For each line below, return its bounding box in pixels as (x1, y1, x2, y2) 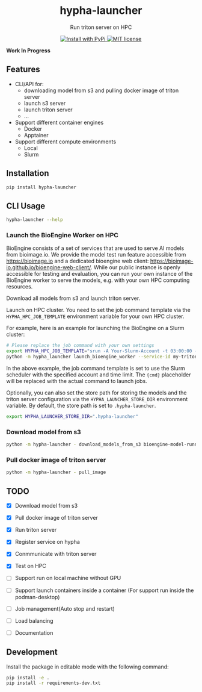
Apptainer (23, 131, 49, 139)
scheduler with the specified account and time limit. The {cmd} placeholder (6, 371, 191, 378)
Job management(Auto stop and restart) (14, 605, 115, 612)
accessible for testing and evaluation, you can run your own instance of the (6, 270, 193, 278)
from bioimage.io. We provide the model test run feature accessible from (6, 251, 186, 258)
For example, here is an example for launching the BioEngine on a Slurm (6, 325, 185, 332)
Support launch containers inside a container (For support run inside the (14, 587, 194, 594)
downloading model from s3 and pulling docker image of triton (23, 87, 179, 94)
